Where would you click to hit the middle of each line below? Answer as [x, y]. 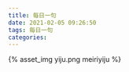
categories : [28, 37]
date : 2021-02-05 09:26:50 [52, 23]
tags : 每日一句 [31, 30]
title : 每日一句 [32, 15]
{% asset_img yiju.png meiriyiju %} [65, 59]
